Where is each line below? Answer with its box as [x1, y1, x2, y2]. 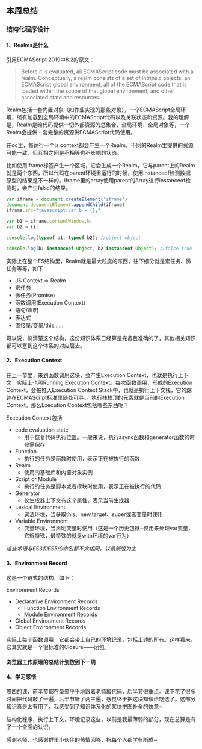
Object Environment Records [14, 624, 87, 631]
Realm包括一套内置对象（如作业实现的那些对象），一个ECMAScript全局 [6, 106, 181, 113]
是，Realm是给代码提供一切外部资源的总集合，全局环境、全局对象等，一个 [6, 121, 191, 128]
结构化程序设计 [6, 25, 50, 34]
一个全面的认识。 [11, 723, 54, 730]
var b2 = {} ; [6, 224, 39, 230]
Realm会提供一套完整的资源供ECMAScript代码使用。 [6, 128, 136, 135]
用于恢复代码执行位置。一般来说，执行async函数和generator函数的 [23, 433, 190, 441]
